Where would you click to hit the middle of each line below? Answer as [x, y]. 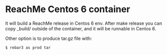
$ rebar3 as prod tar [28, 47]
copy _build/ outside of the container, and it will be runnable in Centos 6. [81, 28]
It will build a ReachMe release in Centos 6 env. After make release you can [84, 23]
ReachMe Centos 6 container [68, 9]
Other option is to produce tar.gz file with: [49, 38]
